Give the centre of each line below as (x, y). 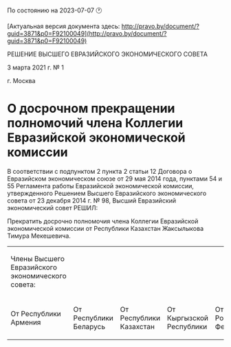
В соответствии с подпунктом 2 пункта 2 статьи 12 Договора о (100, 171)
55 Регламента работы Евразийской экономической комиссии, (101, 186)
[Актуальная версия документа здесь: (64, 26)
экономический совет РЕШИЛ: (53, 208)
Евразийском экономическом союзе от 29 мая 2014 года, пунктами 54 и (114, 179)
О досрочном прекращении (91, 109)
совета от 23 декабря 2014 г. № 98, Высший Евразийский (92, 200)
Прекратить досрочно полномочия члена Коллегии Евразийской (103, 221)
